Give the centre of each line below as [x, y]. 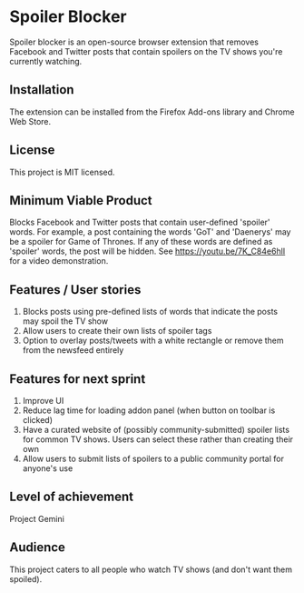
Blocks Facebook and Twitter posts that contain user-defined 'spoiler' [140, 222]
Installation [42, 90]
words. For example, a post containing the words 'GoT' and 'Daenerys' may [150, 232]
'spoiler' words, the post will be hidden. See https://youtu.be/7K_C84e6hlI [147, 251]
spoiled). [26, 578]
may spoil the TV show [65, 321]
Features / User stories [75, 290]
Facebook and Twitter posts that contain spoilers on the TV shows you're [146, 51]
